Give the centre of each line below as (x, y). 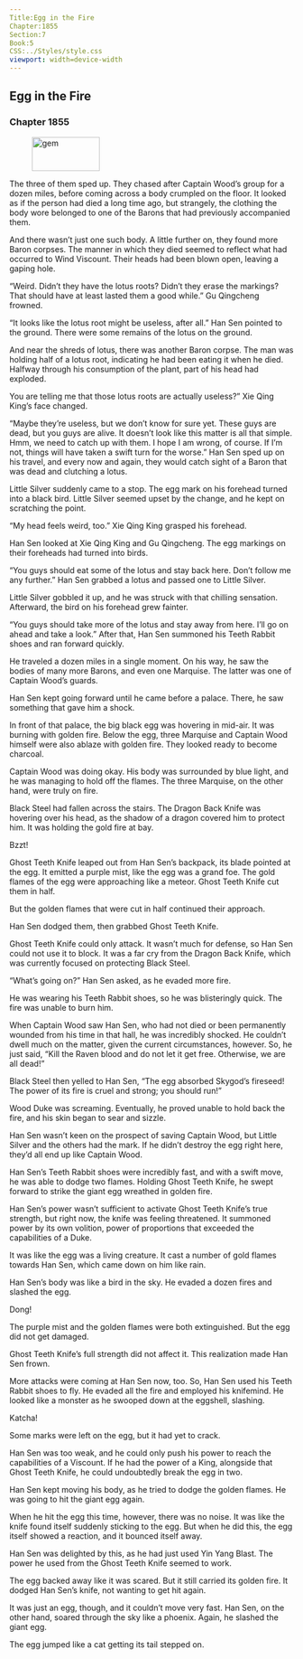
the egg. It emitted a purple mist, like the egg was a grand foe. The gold (142, 872)
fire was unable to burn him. (62, 1007)
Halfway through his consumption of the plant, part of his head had (134, 369)
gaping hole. (32, 269)
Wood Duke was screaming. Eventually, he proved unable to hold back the (147, 1108)
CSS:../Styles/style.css (56, 52)
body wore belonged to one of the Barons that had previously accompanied (150, 212)
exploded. (28, 378)
